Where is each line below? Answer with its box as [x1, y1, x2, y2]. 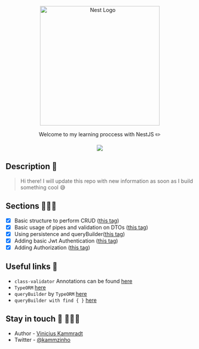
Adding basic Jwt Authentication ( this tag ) [14, 237, 118, 244]
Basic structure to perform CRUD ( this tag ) [14, 217, 120, 224]
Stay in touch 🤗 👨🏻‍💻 [5, 314, 80, 324]
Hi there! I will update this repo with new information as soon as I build [20, 177, 194, 185]
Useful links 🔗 [5, 262, 58, 272]
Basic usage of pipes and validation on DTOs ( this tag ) [14, 224, 149, 231]
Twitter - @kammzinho [14, 336, 71, 343]
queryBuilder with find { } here [14, 296, 97, 304]
